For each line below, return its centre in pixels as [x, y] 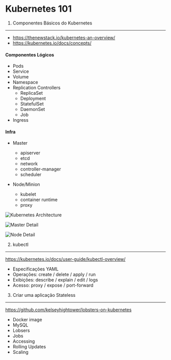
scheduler [31, 175]
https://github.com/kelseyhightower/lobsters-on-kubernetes [68, 310]
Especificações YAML [35, 269]
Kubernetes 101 [39, 9]
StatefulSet [32, 104]
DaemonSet [33, 109]
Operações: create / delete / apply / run [54, 274]
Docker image [27, 320]
